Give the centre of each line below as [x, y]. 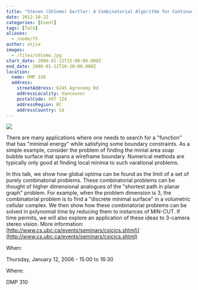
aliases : [17, 34]
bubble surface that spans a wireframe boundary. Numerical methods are [95, 156]
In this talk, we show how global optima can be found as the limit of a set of [98, 174]
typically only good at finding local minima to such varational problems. [93, 163]
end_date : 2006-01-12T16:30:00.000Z [51, 66]
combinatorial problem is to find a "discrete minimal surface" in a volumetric [98, 199]
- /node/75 [25, 39]
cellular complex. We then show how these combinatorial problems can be [96, 205]
